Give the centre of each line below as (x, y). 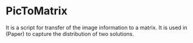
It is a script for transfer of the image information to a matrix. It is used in (96, 27)
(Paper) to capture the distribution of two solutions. (70, 33)
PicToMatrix (37, 11)
